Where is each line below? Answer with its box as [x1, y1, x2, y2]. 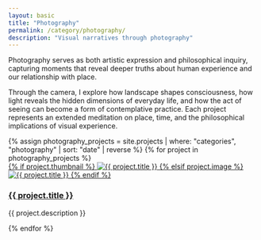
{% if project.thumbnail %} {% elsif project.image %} [8, 162, 244, 171]
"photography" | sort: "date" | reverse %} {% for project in [8, 145, 198, 154]
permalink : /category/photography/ [8, 26, 126, 34]
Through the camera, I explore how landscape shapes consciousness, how [8, 88, 254, 97]
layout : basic [8, 11, 56, 20]
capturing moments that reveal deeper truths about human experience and [8, 64, 252, 74]
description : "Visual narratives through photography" [8, 33, 194, 42]
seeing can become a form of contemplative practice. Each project [8, 105, 227, 114]
